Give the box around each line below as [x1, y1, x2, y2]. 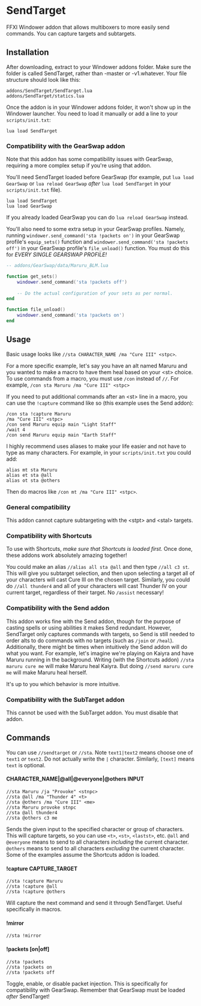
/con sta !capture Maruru [6, 411, 71, 417]
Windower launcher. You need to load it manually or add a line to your [6, 109, 178, 117]
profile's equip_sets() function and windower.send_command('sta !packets [6, 238, 188, 245]
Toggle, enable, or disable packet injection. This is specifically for [6, 980, 168, 987]
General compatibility [6, 503, 71, 511]
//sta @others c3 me [6, 815, 58, 821]
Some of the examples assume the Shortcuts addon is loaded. [6, 851, 160, 858]
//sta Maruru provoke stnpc [6, 804, 77, 811]
